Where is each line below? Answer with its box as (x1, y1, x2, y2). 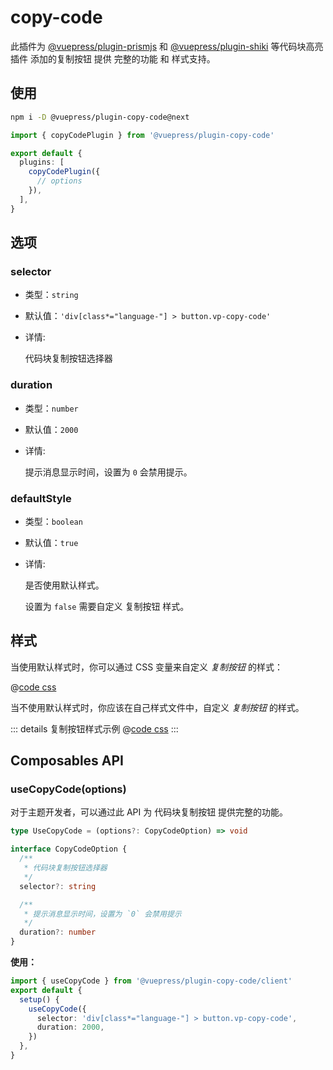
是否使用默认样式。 (24, 579, 105, 591)
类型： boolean (24, 515, 83, 527)
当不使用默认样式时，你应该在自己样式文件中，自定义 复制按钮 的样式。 (10, 701, 305, 713)
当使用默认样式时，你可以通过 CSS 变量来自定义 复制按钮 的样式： (10, 661, 283, 673)
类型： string (24, 289, 79, 301)
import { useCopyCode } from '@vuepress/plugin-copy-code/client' (10, 976, 293, 986)
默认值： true (24, 536, 79, 548)
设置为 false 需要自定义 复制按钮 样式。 (24, 600, 190, 612)
